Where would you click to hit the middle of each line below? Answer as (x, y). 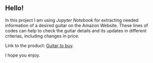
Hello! (14, 8)
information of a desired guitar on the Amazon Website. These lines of (77, 25)
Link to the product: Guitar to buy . (40, 45)
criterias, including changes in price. (42, 36)
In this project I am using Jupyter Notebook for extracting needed (72, 20)
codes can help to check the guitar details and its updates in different (76, 31)
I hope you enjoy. (23, 55)
